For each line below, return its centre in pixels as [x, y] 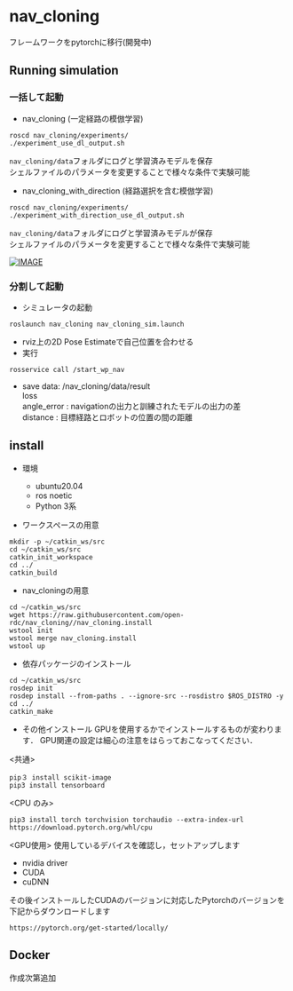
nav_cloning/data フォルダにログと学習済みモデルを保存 [111, 161]
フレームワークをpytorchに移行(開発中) [81, 42]
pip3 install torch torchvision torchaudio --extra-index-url [127, 820]
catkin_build [33, 573]
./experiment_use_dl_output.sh [67, 143]
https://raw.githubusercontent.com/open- [107, 614]
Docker [30, 955]
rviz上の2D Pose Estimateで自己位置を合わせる [108, 341]
